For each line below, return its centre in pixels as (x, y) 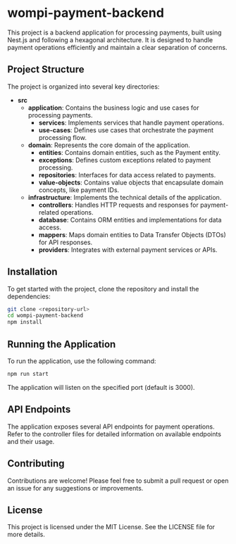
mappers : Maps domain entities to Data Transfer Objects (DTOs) (132, 234)
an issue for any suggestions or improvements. (75, 488)
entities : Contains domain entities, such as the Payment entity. (129, 152)
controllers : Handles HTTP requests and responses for (118, 205)
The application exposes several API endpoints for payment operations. (111, 426)
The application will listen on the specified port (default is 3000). (101, 387)
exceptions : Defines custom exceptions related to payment (125, 160)
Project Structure (46, 69)
